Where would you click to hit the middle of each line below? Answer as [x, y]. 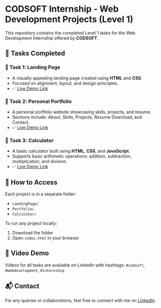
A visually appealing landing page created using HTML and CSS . [77, 78]
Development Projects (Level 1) [69, 19]
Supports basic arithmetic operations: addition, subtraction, [72, 156]
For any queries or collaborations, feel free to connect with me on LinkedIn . [80, 300]
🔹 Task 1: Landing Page [33, 67]
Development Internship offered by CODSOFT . [52, 38]
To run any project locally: [31, 224]
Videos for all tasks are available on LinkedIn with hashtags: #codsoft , [75, 265]
